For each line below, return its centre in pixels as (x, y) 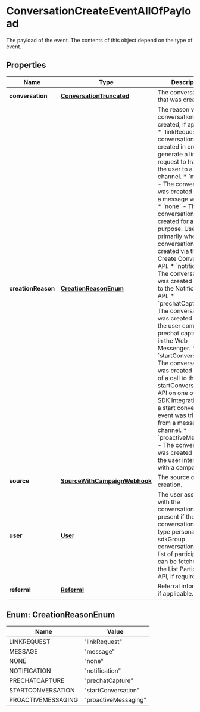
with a (166, 467)
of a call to (172, 378)
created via (173, 251)
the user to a (175, 169)
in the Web (173, 340)
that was (169, 100)
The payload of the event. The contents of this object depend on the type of (99, 40)
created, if (172, 124)
